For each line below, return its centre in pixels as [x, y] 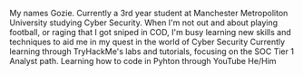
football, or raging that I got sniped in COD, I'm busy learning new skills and [151, 32]
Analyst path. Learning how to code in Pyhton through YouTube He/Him [143, 61]
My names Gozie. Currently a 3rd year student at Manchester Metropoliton [149, 13]
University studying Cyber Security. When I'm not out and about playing [144, 23]
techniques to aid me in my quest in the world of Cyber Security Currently [147, 42]
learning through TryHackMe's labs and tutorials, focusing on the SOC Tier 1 [152, 52]
